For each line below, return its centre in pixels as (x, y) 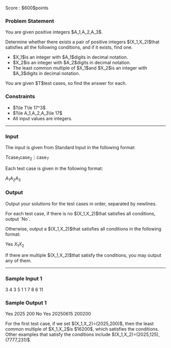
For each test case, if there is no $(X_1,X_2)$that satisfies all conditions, (80, 213)
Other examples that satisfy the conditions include (58, 335)
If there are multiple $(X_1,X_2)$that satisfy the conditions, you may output (83, 255)
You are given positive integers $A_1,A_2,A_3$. (54, 32)
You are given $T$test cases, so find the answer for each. (66, 83)
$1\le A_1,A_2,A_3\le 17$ (37, 113)
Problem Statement (30, 21)
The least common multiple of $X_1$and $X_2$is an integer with (80, 68)
